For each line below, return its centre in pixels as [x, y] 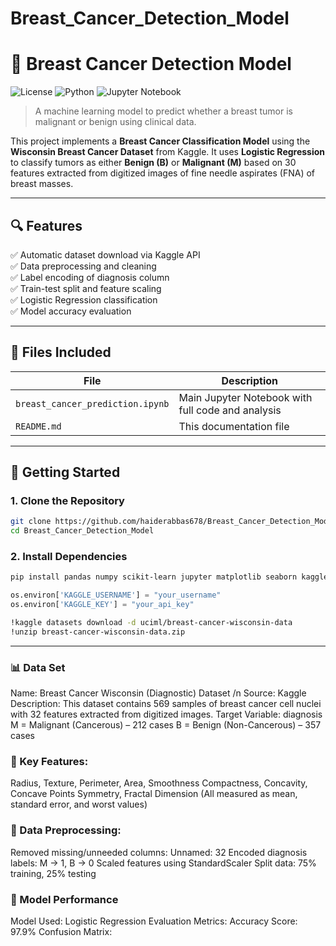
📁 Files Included [61, 352]
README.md [38, 426]
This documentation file [234, 426]
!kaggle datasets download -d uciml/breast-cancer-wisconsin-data [151, 623]
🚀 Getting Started [65, 472]
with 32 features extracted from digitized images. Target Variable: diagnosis [166, 714]
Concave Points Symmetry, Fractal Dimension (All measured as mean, [154, 794]
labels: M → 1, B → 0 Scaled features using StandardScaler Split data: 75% [163, 863]
